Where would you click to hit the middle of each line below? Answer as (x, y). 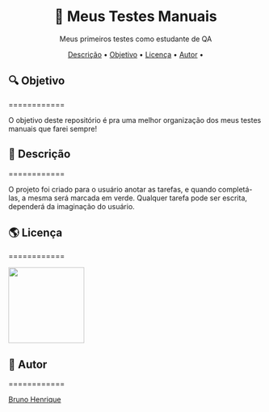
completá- (235, 189)
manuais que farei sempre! (53, 128)
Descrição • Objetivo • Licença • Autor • (136, 54)
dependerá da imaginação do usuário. (71, 206)
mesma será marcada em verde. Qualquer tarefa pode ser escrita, (138, 198)
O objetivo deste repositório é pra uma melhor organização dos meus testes (135, 120)
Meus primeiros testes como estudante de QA (136, 39)
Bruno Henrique (35, 400)
